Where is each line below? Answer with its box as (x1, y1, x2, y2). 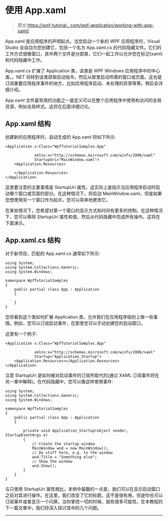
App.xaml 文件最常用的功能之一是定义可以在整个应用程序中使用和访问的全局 (5, 97, 161, 103)
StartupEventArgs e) (5, 433, 48, 438)
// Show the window (31, 459, 72, 464)
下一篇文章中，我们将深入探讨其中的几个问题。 (5, 504, 101, 510)
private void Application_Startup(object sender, (23, 428, 128, 433)
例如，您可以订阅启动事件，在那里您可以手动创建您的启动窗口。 (13, 320, 145, 326)
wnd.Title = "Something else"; (31, 454, 97, 460)
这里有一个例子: (5, 331, 37, 337)
